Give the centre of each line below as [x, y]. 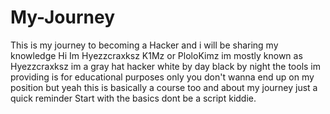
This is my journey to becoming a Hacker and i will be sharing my [144, 45]
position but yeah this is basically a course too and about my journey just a [164, 87]
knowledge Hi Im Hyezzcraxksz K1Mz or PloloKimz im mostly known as [156, 55]
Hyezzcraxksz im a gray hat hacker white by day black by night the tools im [166, 66]
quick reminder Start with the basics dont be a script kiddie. [133, 98]
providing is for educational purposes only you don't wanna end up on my [162, 77]
